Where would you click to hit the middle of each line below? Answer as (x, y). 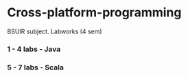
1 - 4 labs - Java (34, 49)
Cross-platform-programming (94, 13)
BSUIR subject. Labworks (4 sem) (55, 31)
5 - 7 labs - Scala (35, 67)
